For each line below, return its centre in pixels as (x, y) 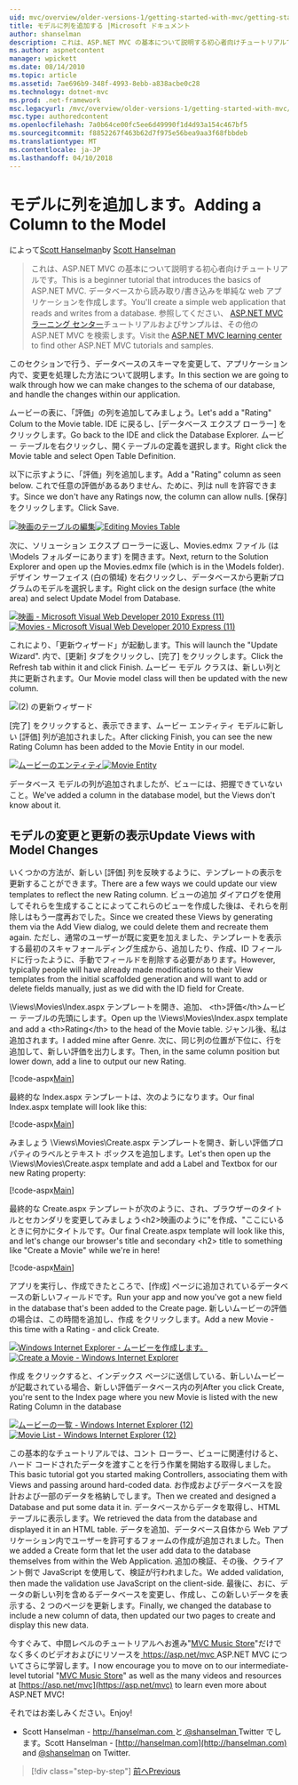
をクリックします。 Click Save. (64, 508)
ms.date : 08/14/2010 (47, 68)
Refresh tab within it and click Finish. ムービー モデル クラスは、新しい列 (141, 667)
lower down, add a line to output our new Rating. (98, 1061)
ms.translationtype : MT (53, 141)
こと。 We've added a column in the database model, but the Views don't (142, 795)
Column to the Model (88, 224)
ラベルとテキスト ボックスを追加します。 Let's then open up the (155, 1154)
